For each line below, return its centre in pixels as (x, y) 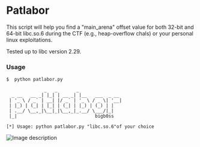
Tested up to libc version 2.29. (44, 51)
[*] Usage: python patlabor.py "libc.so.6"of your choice (80, 127)
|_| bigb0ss (61, 116)
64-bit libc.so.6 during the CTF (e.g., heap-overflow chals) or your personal (100, 33)
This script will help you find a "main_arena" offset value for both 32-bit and (100, 27)
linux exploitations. (29, 40)
